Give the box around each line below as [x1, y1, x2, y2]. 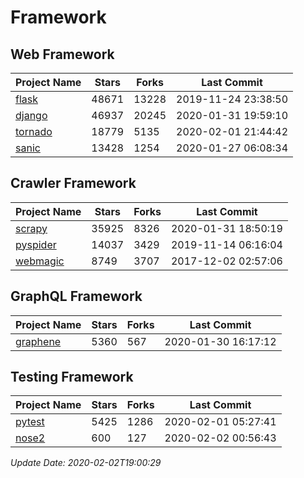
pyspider [15, 237, 57, 251]
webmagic [15, 254, 65, 268]
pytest [15, 415, 45, 429]
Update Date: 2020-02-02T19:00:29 [10, 457, 162, 469]
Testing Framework [10, 369, 134, 386]
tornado [15, 125, 53, 138]
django [15, 109, 48, 122]
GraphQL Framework [10, 288, 143, 305]
